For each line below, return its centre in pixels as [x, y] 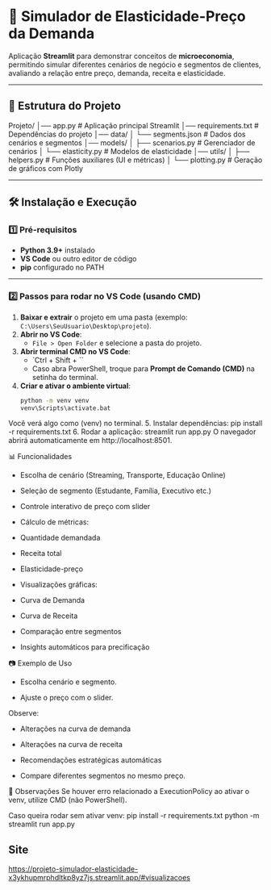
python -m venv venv [54, 400]
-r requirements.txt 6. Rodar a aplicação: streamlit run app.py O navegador [132, 432]
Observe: [24, 713]
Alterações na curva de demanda [75, 729]
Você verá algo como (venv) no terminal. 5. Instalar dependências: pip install [135, 424]
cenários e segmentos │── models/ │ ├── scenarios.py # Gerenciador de [132, 142]
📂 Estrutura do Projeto [65, 106]
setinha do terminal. [65, 377]
